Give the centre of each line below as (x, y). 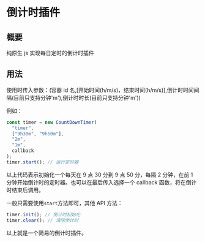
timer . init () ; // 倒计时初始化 (43, 214)
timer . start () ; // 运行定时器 (43, 162)
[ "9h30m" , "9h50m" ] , (38, 134)
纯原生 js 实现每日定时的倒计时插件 (50, 53)
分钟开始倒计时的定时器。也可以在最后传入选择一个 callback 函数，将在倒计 (102, 182)
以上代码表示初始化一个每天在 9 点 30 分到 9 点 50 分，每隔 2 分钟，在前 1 (100, 175)
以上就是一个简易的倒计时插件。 (47, 233)
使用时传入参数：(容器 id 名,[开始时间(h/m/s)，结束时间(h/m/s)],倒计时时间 (100, 90)
